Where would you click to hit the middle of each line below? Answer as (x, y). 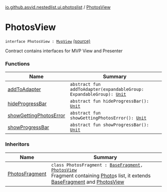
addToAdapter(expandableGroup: (107, 90)
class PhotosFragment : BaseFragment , (97, 165)
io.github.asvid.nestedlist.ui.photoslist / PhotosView (58, 7)
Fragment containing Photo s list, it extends (101, 176)
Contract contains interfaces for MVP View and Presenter (64, 51)
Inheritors (17, 144)
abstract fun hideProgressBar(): (109, 101)
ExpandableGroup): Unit (98, 95)
